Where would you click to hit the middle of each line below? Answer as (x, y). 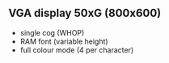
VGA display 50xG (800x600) (85, 13)
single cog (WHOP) (52, 32)
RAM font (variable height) (64, 41)
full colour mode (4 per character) (77, 50)
